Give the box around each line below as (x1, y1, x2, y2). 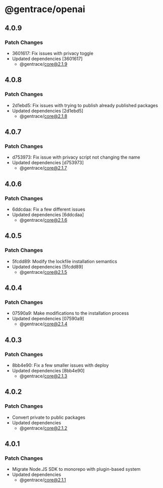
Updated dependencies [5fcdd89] (12, 264, 83, 270)
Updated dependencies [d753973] (12, 160, 84, 166)
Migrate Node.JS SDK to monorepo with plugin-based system (12, 466, 141, 472)
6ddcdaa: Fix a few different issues (12, 206, 85, 212)
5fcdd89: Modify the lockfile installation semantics (12, 258, 117, 264)
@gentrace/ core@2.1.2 (19, 425, 68, 431)
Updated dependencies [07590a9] (12, 316, 84, 322)
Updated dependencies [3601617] (12, 56, 83, 62)
